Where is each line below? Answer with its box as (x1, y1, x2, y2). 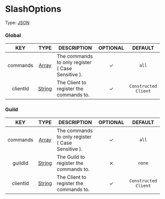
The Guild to (56, 153, 85, 160)
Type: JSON (5, 20, 29, 25)
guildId (12, 159, 28, 166)
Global (5, 32, 21, 39)
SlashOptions (5, 3, 61, 15)
